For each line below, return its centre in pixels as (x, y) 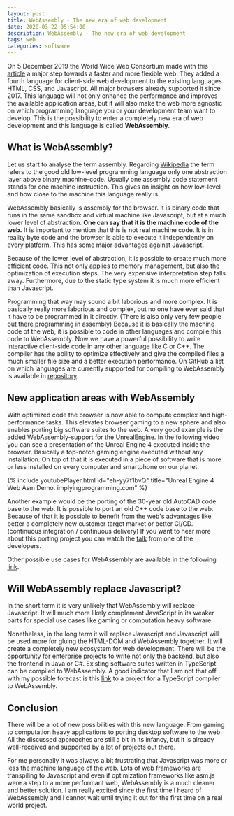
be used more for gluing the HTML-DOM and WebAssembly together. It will (115, 641)
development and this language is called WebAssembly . (88, 126)
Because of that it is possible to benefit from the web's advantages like (109, 516)
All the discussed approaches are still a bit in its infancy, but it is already (111, 740)
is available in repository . (43, 375)
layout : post (26, 14)
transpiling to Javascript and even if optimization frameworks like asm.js (111, 775)
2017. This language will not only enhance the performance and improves (112, 96)
